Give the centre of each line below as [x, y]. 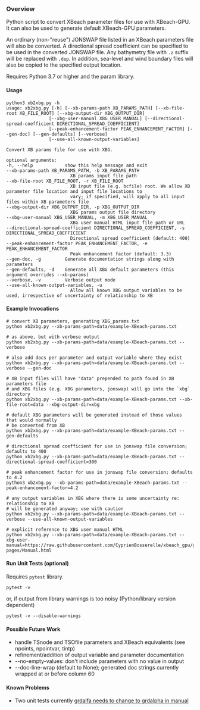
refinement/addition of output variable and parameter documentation [99, 655]
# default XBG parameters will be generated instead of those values [94, 415]
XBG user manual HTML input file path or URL [127, 223]
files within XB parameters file [48, 202]
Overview [21, 9]
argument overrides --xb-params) [48, 275]
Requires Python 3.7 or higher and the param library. [71, 77]
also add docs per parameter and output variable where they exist [97, 358]
